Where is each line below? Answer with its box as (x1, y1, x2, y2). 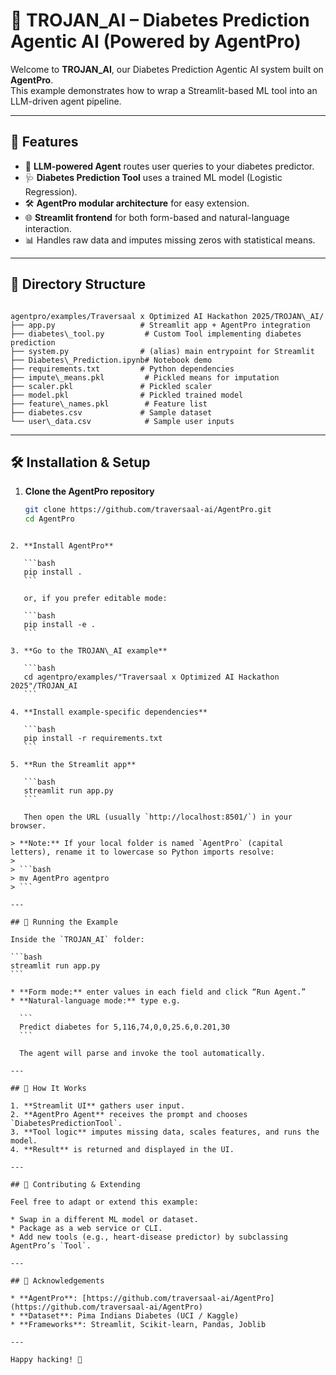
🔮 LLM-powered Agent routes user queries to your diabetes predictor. (24, 160, 315, 172)
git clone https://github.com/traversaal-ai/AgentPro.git (24, 505, 272, 515)
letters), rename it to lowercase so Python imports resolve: (10, 847, 275, 858)
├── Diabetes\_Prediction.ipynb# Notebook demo (10, 355, 213, 365)
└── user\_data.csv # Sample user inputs (10, 416, 235, 426)
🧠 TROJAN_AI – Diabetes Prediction (10, 9, 310, 32)
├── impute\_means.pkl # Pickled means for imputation (10, 372, 280, 383)
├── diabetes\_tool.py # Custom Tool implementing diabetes (10, 329, 302, 339)
